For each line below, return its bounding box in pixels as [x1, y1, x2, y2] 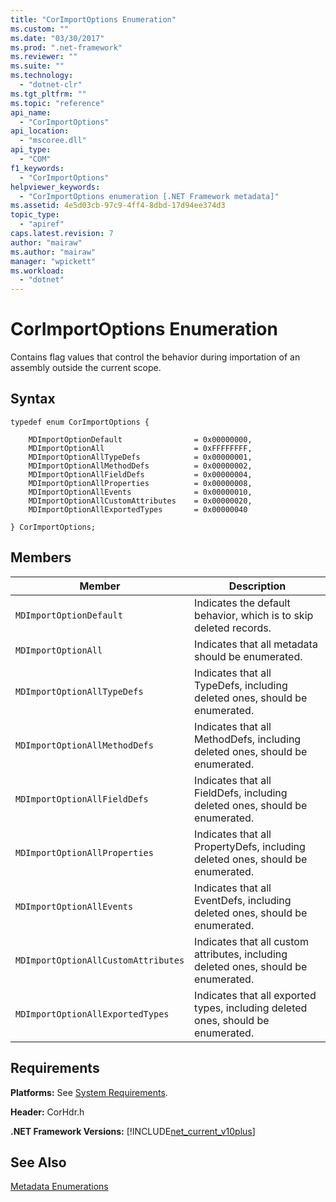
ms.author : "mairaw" [10, 247, 97, 257]
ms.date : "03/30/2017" [10, 33, 105, 43]
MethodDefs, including [194, 732, 302, 746]
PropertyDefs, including [194, 839, 306, 853]
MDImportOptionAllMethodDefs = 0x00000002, [28, 461, 253, 471]
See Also [10, 1154, 67, 1171]
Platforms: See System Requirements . [10, 1086, 168, 1098]
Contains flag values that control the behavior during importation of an [10, 351, 301, 363]
